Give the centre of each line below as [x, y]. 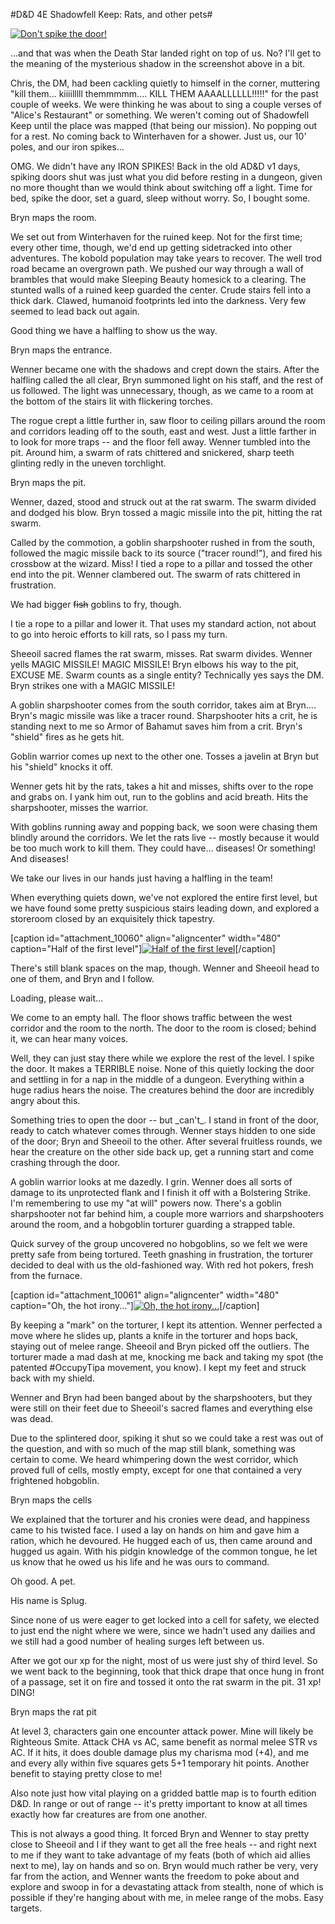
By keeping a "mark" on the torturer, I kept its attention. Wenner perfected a [166, 1325]
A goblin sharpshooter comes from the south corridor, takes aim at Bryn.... [163, 705]
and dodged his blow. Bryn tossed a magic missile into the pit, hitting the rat [166, 512]
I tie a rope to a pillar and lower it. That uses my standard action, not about [163, 623]
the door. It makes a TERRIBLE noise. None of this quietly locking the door [162, 1068]
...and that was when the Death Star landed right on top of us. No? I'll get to [166, 53]
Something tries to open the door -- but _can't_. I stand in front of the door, [164, 1120]
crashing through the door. [65, 1162]
